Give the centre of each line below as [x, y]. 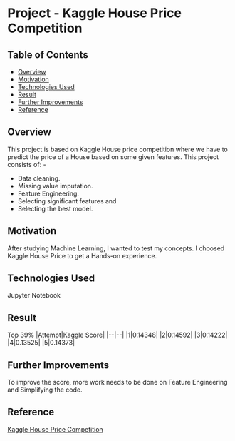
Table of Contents [48, 55]
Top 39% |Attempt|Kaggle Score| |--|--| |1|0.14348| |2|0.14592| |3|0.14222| [117, 335]
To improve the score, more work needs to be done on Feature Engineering [117, 382]
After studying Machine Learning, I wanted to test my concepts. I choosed [116, 248]
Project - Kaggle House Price [94, 13]
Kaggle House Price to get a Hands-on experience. [82, 255]
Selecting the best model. [55, 208]
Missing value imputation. [55, 186]
